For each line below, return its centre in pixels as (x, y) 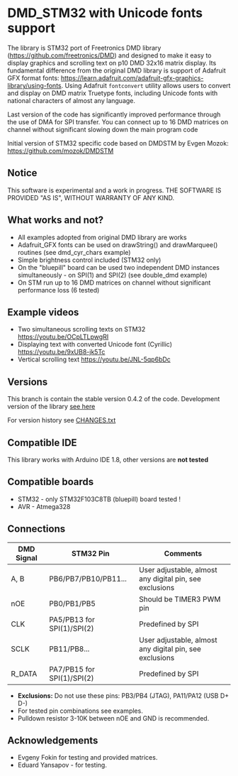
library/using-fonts (34, 85)
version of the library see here (51, 407)
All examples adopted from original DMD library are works (102, 237)
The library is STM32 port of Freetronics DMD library (84, 48)
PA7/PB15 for (72, 669)
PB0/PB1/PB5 (72, 603)
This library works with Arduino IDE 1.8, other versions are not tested (108, 460)
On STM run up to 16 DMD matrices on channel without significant (114, 283)
